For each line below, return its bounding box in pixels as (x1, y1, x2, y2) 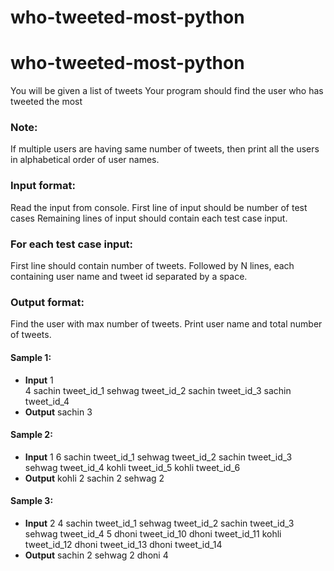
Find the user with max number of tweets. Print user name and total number (10, 318, 323, 330)
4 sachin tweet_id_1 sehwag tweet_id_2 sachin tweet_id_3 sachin (24, 384, 292, 396)
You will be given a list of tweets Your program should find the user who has (10, 85, 324, 97)
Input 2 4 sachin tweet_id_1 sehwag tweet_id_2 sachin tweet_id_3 (24, 517, 295, 529)
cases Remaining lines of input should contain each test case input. (10, 212, 288, 224)
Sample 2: (10, 429, 53, 441)
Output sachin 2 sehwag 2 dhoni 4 (24, 549, 169, 561)
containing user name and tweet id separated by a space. (10, 271, 248, 283)
